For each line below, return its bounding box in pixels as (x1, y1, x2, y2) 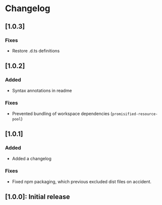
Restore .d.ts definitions (12, 48, 60, 53)
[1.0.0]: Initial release (5, 193, 70, 201)
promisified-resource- (112, 111, 158, 117)
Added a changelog (12, 155, 52, 161)
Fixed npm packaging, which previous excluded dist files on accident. (12, 178, 152, 185)
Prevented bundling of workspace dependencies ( (12, 110, 113, 117)
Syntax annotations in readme (12, 87, 72, 93)
